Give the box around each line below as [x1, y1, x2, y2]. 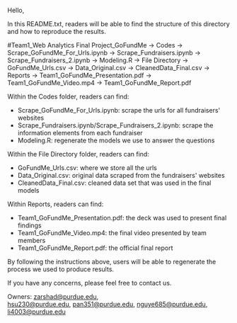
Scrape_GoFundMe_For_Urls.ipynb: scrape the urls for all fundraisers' [17, 106, 221, 114]
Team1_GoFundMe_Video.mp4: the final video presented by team [17, 229, 207, 237]
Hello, [7, 6, 25, 14]
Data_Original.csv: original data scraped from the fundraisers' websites [17, 171, 225, 179]
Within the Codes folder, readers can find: [7, 92, 129, 101]
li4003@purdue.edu [7, 307, 66, 316]
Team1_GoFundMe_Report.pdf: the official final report [17, 244, 173, 252]
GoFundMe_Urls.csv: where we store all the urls [17, 164, 157, 172]
